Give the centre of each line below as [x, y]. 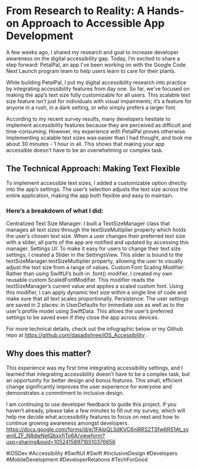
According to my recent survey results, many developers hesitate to [88, 118]
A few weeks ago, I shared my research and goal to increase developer [92, 52]
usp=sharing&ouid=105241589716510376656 [61, 442]
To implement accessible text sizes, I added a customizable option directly [96, 183]
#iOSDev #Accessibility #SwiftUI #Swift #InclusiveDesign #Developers [92, 453]
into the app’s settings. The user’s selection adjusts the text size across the [97, 189]
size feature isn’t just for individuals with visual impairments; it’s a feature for [99, 101]
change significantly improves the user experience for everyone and [89, 387]
